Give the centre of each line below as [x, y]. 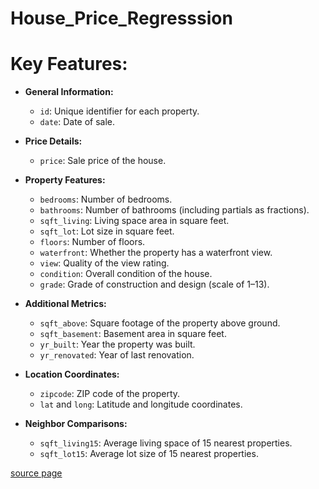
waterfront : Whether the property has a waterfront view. [156, 253]
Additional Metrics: [65, 304]
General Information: [69, 92]
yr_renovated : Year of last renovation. [117, 355]
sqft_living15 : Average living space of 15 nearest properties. [166, 443]
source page [36, 473]
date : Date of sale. [77, 122]
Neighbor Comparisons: [76, 424]
